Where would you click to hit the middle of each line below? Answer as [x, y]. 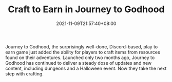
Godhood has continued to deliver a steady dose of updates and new [79, 63]
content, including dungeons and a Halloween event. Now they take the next [86, 68]
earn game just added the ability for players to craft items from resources [83, 52]
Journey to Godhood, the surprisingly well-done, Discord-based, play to [82, 46]
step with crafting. [24, 74]
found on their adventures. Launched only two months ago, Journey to [80, 58]
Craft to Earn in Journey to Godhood [86, 9]
